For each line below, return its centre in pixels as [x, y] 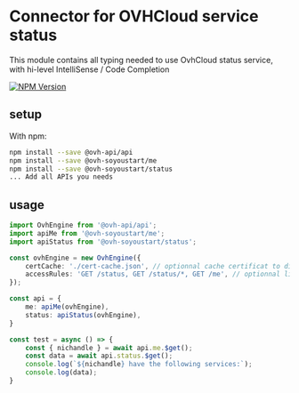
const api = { [36, 299]
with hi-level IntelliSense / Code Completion [89, 69]
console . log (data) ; [61, 373]
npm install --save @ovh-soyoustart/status [91, 169]
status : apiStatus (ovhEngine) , [83, 315]
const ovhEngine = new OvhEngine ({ [75, 258]
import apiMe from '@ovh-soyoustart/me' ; [87, 233]
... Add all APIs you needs [61, 177]
